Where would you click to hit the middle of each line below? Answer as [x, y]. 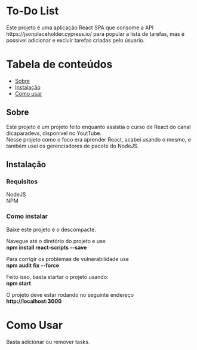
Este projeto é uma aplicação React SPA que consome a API [80, 27]
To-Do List [33, 11]
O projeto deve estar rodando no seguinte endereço [70, 294]
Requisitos [22, 182]
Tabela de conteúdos [59, 65]
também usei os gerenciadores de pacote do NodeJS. [73, 146]
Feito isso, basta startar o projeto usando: [57, 277]
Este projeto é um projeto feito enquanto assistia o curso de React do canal [98, 127]
